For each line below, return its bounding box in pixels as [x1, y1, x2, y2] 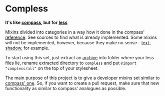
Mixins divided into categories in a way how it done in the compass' [5, 29, 145, 35]
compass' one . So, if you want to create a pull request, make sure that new [5, 80, 159, 86]
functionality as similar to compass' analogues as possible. [5, 85, 126, 91]
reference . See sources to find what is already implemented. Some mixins [5, 34, 157, 40]
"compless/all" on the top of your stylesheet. [5, 65, 99, 71]
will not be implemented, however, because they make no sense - [5, 39, 140, 45]
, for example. [20, 45, 49, 51]
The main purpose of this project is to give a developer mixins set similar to [5, 75, 160, 81]
